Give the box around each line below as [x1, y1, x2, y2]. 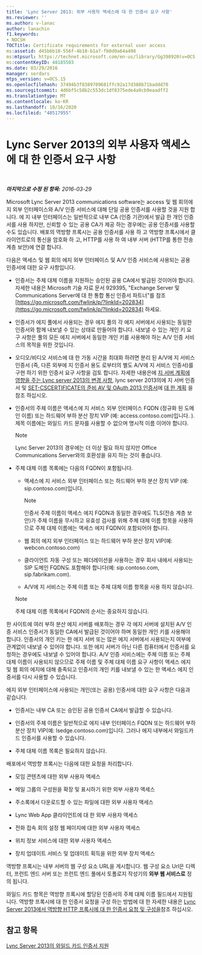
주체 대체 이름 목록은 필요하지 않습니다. [14, 747, 107, 755]
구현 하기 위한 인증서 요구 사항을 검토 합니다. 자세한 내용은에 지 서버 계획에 [14, 369, 191, 376]
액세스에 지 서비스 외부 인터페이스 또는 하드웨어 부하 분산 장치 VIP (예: [24, 477, 189, 484]
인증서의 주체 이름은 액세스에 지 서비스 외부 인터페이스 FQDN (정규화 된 [14, 405, 183, 412]
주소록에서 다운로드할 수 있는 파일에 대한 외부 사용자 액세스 [14, 799, 154, 806]
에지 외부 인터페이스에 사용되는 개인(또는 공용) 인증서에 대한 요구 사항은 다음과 [6, 686, 191, 694]
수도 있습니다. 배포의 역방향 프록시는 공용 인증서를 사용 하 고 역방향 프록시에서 [6, 229, 190, 236]
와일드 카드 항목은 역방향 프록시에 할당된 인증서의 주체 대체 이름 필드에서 [6, 890, 177, 898]
